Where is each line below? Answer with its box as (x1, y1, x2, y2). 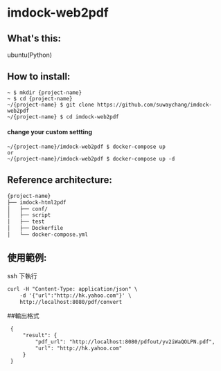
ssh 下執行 (7, 271, 37, 280)
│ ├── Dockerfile (7, 225, 64, 232)
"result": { (22, 332, 58, 339)
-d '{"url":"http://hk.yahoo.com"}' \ (19, 292, 132, 299)
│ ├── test (7, 218, 45, 226)
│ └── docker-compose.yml (7, 231, 89, 238)
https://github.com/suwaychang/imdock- (96, 101, 213, 108)
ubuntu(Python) (7, 51, 53, 59)
